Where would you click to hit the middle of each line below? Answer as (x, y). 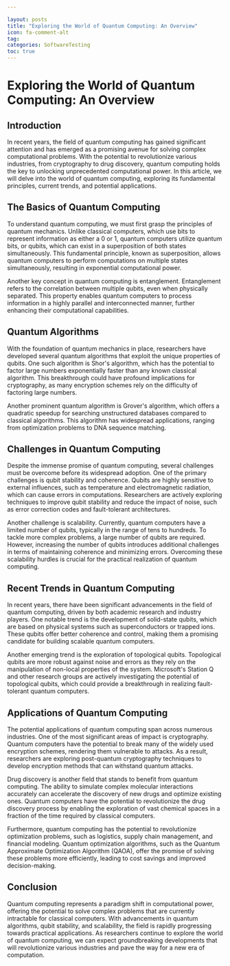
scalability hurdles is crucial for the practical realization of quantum (102, 559)
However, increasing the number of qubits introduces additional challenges (113, 545)
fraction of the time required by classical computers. (81, 816)
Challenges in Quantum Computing (84, 449)
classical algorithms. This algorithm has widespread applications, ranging (111, 420)
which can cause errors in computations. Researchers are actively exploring (115, 495)
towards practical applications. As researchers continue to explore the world (115, 933)
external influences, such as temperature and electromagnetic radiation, (109, 487)
